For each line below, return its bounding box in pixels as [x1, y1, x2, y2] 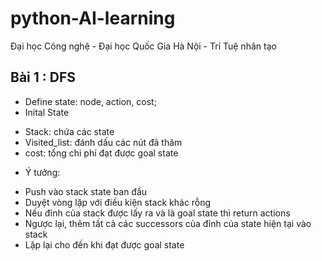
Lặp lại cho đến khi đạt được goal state [24, 238, 185, 251]
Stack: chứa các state [24, 125, 115, 137]
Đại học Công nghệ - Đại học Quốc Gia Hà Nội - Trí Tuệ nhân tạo [10, 40, 277, 52]
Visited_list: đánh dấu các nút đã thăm [24, 136, 183, 148]
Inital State [24, 106, 70, 118]
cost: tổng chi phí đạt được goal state [24, 147, 179, 159]
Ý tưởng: [24, 166, 61, 178]
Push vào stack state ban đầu [24, 185, 148, 197]
